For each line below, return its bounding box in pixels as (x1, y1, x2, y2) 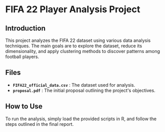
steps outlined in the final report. (5, 121, 74, 127)
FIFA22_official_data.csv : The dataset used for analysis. (12, 82, 135, 88)
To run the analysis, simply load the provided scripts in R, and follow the (5, 116, 157, 122)
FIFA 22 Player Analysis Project (5, 4, 140, 15)
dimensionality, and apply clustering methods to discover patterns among (5, 48, 160, 54)
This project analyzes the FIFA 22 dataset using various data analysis (5, 37, 151, 43)
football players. (5, 54, 39, 60)
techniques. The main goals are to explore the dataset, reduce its (5, 43, 142, 49)
